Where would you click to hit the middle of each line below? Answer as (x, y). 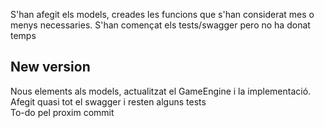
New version (50, 67)
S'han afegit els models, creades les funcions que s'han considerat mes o (162, 14)
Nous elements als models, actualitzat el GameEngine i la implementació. (161, 91)
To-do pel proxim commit (62, 112)
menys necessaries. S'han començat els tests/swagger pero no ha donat (160, 25)
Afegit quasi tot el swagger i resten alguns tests (108, 101)
